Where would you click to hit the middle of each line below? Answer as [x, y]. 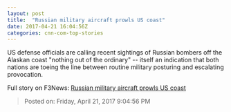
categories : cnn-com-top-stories [55, 33]
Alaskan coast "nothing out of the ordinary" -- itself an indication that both [113, 60]
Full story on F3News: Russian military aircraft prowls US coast [97, 88]
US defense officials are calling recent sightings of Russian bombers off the [115, 53]
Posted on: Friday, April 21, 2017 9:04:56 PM [87, 102]
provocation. [25, 75]
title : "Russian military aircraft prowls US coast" [86, 20]
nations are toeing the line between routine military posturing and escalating [116, 67]
